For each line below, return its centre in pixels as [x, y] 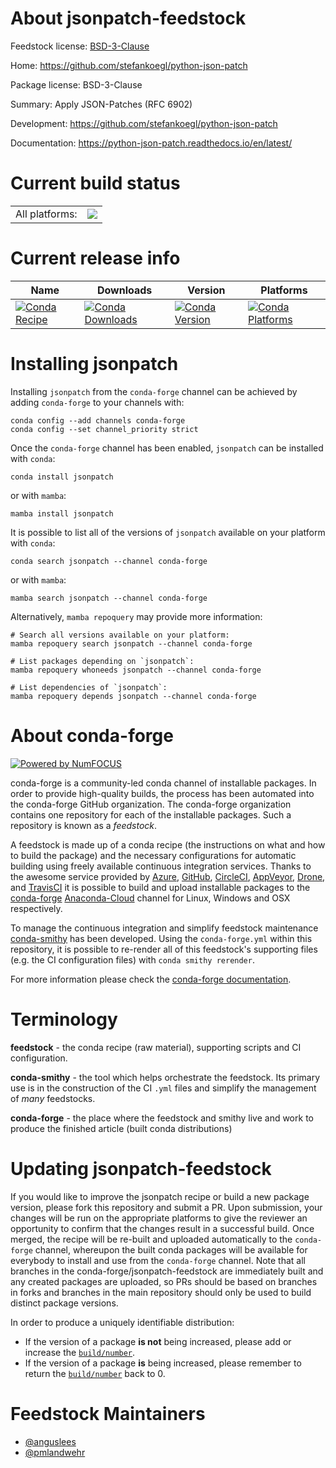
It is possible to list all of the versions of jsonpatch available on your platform [168, 532]
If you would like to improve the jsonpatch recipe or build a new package [160, 1196]
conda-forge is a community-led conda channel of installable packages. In [163, 783]
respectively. [36, 908]
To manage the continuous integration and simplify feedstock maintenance [164, 928]
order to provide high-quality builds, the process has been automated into [162, 793]
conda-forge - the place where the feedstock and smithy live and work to [162, 1118]
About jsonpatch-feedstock [128, 18]
